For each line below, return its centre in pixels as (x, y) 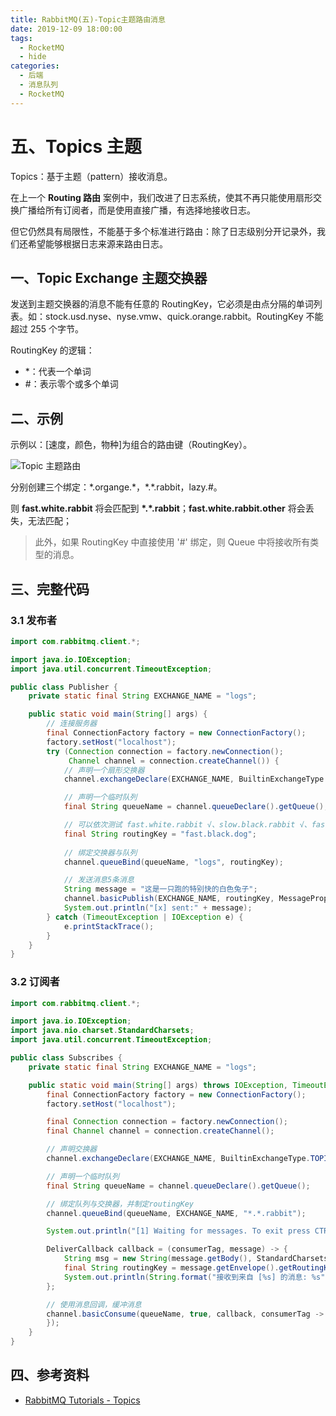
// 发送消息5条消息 (99, 880)
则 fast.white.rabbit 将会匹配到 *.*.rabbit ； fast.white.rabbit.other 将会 (158, 508)
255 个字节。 (57, 329)
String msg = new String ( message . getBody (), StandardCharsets (196, 1259)
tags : (21, 38)
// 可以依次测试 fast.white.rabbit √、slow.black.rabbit (179, 825)
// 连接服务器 (72, 724)
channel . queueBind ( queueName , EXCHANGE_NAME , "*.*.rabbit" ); (176, 1213)
